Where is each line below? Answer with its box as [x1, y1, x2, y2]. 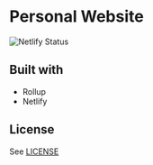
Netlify [22, 96, 48, 106]
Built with [9, 62, 64, 78]
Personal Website [9, 6, 144, 27]
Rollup [22, 86, 47, 96]
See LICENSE [9, 146, 59, 157]
